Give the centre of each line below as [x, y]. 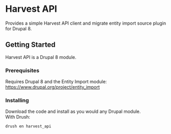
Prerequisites [22, 70]
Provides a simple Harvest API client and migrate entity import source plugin [86, 23]
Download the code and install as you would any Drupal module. [73, 111]
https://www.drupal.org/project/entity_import [52, 87]
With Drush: [18, 117]
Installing [17, 100]
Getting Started [30, 45]
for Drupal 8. [19, 28]
